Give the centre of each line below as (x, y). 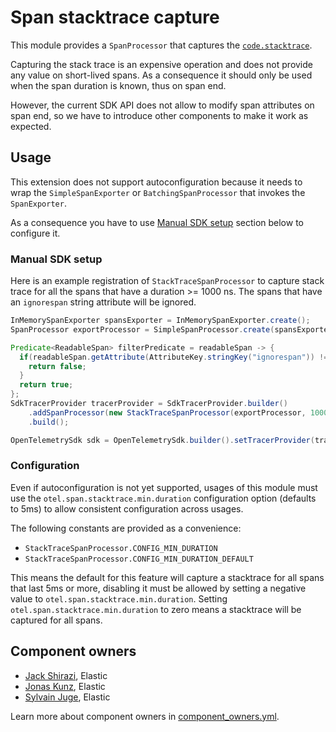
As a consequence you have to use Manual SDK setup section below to (157, 222)
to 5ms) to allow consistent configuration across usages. (127, 508)
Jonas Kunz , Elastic (65, 686)
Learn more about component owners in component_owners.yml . (145, 716)
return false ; (57, 366)
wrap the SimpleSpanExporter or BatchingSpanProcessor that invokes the (158, 192)
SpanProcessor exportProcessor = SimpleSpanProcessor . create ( (142, 329)
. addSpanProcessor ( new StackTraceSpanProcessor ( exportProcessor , (167, 412)
